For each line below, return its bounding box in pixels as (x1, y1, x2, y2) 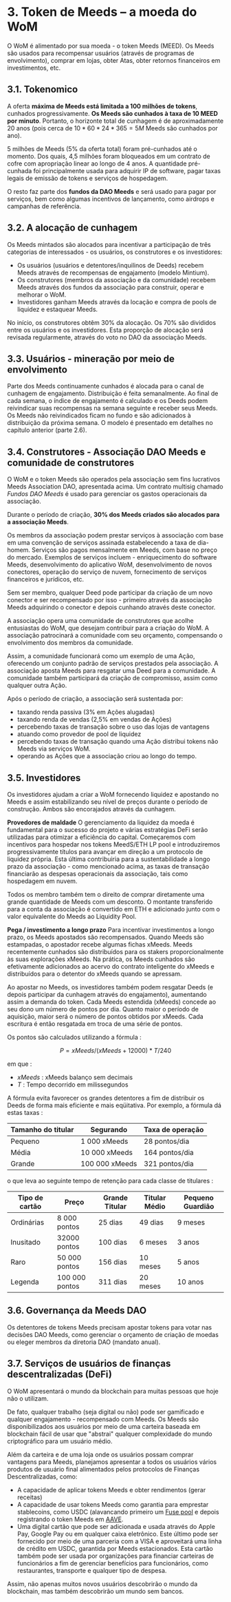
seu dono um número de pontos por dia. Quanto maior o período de (7, 1005, 199, 1013)
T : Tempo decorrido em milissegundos (16, 1080, 129, 1089)
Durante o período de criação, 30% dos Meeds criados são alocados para (7, 511, 220, 519)
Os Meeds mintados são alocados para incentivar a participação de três (7, 240, 211, 248)
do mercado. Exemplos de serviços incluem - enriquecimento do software (7, 553, 217, 562)
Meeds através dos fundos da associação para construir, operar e (16, 283, 204, 291)
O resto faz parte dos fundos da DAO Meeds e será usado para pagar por (7, 187, 217, 195)
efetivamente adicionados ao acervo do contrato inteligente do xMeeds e (7, 962, 214, 970)
